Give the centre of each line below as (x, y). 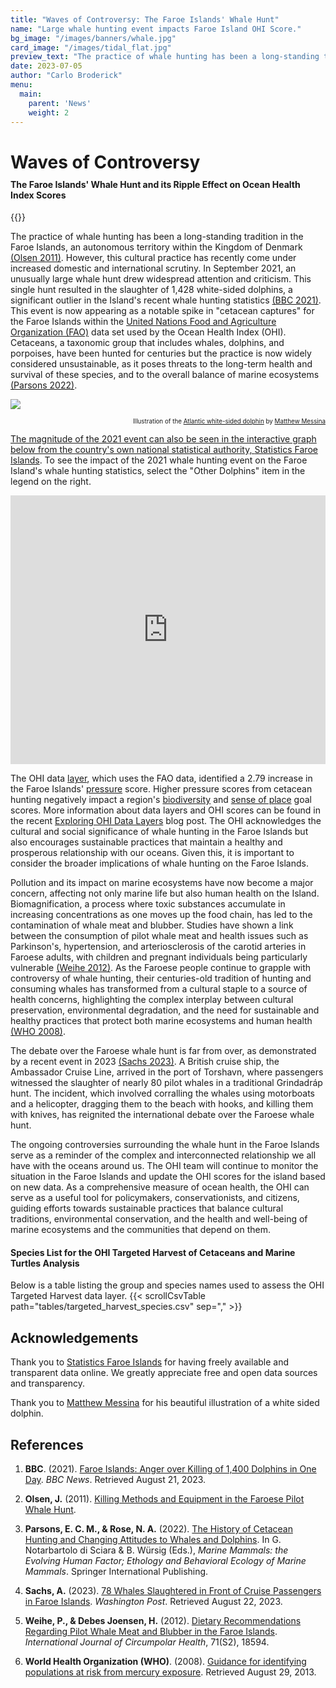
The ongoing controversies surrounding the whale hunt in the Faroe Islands (165, 1145)
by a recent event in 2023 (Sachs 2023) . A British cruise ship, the (145, 1062)
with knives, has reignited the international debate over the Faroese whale (162, 1115)
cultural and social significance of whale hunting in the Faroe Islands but (159, 832)
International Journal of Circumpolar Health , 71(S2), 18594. (147, 1642)
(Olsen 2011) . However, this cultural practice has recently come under (153, 258)
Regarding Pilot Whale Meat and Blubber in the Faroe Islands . (151, 1631)
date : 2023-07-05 (46, 66)
